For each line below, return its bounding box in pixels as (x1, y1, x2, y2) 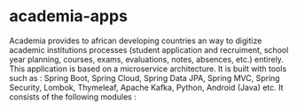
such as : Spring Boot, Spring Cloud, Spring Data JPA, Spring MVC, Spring (9, 72, 281, 83)
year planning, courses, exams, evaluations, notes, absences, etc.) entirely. (9, 54, 284, 64)
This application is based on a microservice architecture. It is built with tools (9, 63, 287, 74)
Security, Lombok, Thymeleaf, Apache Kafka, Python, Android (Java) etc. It (9, 82, 284, 92)
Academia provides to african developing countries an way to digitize (9, 35, 262, 46)
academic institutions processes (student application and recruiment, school (9, 44, 289, 55)
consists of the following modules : (9, 91, 137, 102)
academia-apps (9, 6, 129, 26)
